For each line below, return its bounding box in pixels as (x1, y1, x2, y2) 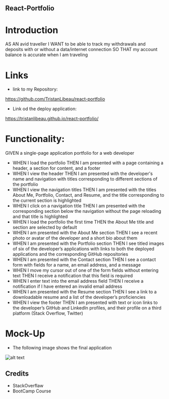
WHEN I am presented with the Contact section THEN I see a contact (12, 256, 156, 262)
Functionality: (5, 134, 65, 145)
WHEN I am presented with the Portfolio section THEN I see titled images (12, 240, 164, 247)
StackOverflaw (12, 382, 44, 388)
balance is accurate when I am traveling (5, 52, 88, 58)
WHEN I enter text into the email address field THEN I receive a (12, 278, 144, 284)
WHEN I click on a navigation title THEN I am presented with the (12, 203, 145, 209)
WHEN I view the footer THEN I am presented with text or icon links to (12, 299, 158, 305)
